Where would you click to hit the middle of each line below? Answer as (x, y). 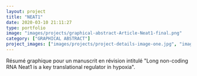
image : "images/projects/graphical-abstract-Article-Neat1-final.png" (94, 33)
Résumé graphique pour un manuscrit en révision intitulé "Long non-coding (97, 61)
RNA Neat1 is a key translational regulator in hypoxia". (71, 67)
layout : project (26, 11)
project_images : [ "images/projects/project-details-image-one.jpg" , (91, 44)
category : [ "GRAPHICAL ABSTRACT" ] (48, 39)
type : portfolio (26, 28)
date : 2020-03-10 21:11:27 (39, 22)
